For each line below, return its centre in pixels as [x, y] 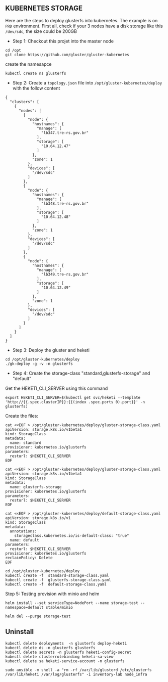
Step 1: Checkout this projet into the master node [63, 41]
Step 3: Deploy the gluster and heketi [51, 350]
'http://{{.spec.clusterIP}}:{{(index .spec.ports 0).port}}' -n [75, 402]
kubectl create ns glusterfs [36, 73]
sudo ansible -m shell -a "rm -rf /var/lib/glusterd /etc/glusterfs [78, 670]
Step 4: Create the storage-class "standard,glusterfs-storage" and [81, 373]
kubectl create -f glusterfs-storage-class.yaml [58, 580]
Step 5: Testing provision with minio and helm [52, 594]
